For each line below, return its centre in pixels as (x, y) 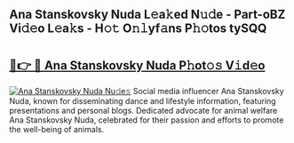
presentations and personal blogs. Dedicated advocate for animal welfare (143, 111)
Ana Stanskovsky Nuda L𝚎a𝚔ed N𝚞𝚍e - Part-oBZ (147, 15)
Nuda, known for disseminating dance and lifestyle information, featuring (143, 101)
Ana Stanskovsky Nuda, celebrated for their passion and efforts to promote (147, 120)
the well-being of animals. (57, 129)
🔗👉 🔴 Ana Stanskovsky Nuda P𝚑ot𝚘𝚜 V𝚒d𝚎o (137, 65)
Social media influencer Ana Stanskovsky (208, 91)
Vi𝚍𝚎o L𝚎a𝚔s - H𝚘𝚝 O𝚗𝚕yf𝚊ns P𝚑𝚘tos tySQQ (138, 29)
